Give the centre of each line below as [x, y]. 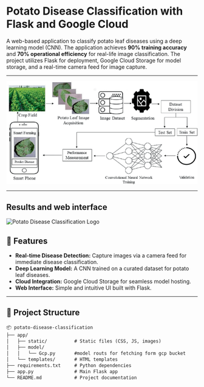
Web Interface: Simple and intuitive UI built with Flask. [83, 288]
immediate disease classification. [56, 262]
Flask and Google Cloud [67, 24]
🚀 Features [27, 241]
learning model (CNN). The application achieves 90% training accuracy [97, 47]
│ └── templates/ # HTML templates [62, 359]
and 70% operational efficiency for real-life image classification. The [93, 54]
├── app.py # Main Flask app [62, 371]
